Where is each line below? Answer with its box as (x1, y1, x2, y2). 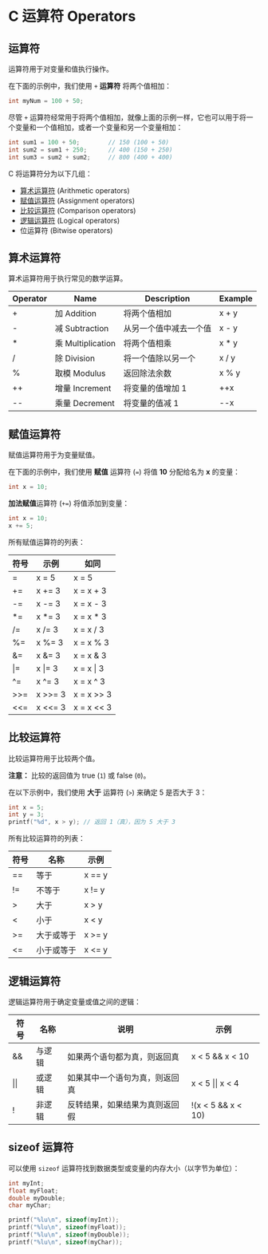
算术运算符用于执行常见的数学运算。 (8, 274, 128, 283)
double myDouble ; (8, 1194, 66, 1202)
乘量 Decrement (54, 398, 115, 409)
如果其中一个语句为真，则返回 (67, 1072, 179, 1083)
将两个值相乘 (123, 338, 171, 349)
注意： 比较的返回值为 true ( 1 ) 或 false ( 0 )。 (8, 771, 151, 780)
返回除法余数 (123, 368, 171, 379)
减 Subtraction (54, 323, 109, 334)
